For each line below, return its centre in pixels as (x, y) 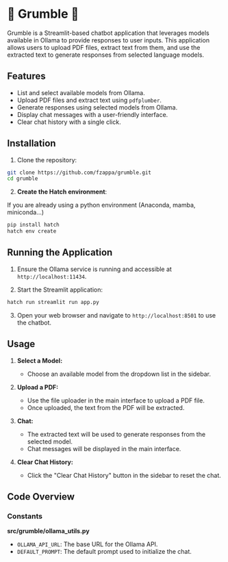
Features (26, 76)
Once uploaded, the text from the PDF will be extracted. (106, 407)
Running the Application (60, 253)
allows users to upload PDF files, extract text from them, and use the (104, 47)
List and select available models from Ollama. (81, 92)
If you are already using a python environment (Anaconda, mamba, (101, 205)
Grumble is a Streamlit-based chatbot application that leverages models (109, 33)
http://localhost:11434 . (52, 276)
